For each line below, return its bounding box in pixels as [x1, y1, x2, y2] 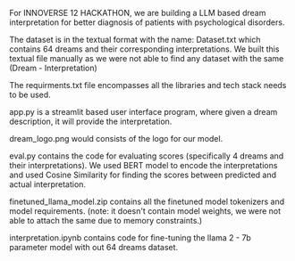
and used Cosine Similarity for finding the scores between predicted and [9, 169, 277, 180]
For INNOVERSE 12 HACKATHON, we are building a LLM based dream [9, 8, 266, 18]
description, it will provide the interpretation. [9, 116, 173, 126]
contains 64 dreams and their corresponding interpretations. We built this [9, 44, 280, 54]
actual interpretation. [9, 179, 87, 190]
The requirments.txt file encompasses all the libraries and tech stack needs [9, 80, 287, 90]
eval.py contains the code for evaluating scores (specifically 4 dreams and [9, 151, 284, 161]
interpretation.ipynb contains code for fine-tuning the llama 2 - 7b [9, 232, 252, 243]
